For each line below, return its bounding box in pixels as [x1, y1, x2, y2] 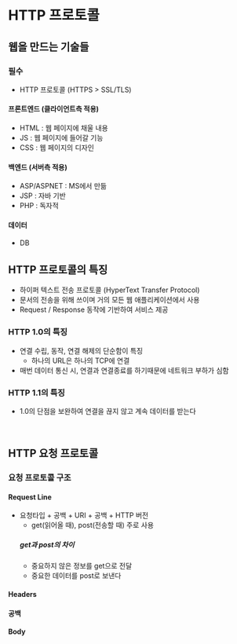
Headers [8, 589, 37, 598]
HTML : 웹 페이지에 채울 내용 [19, 123, 108, 133]
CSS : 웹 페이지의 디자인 [19, 143, 94, 152]
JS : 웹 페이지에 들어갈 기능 [19, 134, 104, 143]
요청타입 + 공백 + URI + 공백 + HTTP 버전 [19, 510, 149, 520]
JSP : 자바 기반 [19, 191, 67, 200]
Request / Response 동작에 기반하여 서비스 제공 [19, 305, 169, 314]
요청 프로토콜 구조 [8, 472, 72, 483]
